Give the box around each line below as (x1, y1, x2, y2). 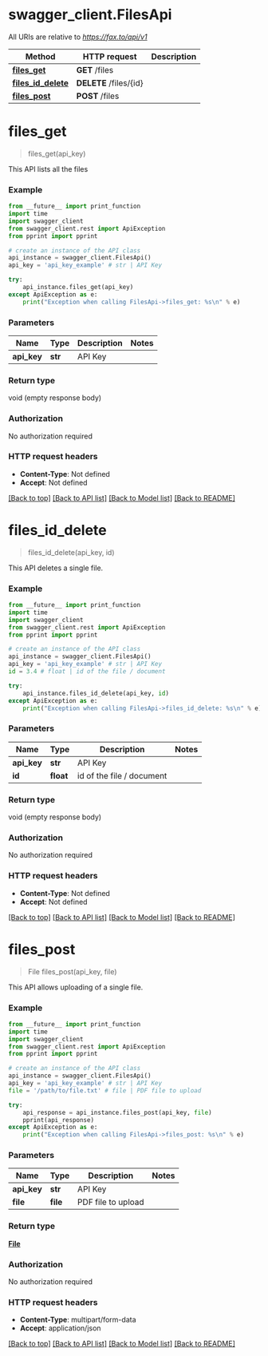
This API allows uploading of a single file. (8, 982, 144, 992)
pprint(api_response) (22, 1116, 94, 1124)
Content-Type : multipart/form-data (19, 1315, 137, 1325)
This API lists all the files (8, 164, 89, 173)
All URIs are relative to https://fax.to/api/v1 (8, 32, 148, 42)
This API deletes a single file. (8, 563, 104, 573)
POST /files (76, 90, 120, 101)
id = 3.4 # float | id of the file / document (8, 668, 166, 676)
